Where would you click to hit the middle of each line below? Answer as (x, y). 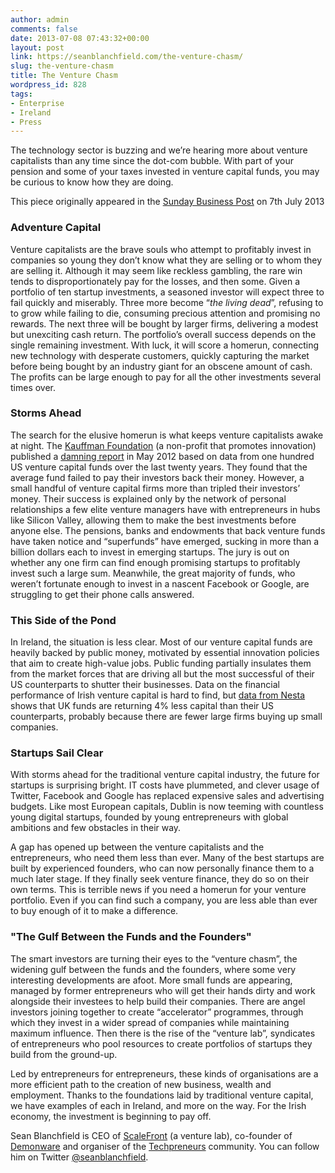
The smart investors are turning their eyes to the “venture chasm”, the (154, 958)
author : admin (40, 19)
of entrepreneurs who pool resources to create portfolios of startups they (161, 1043)
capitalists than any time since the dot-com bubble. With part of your (152, 161)
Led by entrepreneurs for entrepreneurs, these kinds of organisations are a (164, 1073)
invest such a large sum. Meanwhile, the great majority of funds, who (153, 573)
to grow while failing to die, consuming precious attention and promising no (165, 313)
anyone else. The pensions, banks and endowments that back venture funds (168, 530)
